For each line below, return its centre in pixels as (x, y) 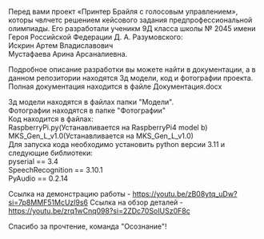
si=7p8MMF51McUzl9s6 (48, 202)
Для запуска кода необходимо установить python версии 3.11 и (117, 144)
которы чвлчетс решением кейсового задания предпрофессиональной (130, 20)
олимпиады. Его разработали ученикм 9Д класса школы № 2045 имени (132, 28)
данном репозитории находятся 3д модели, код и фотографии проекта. (131, 78)
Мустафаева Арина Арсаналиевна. (68, 54)
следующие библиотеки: (51, 153)
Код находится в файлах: (51, 119)
